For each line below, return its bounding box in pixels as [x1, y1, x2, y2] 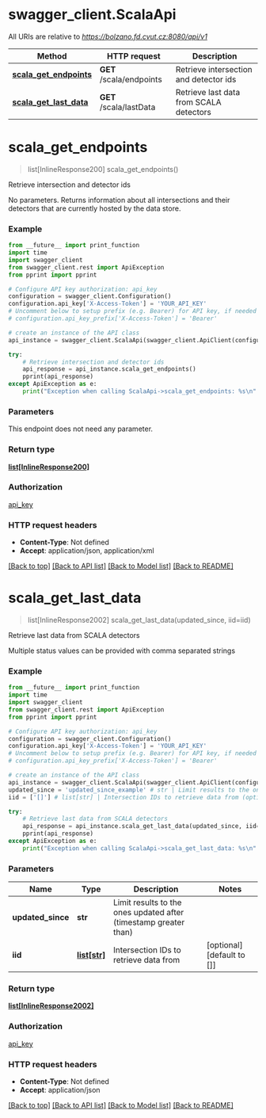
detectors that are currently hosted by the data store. [8, 204, 181, 213]
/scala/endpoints [99, 74, 162, 85]
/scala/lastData [99, 101, 156, 113]
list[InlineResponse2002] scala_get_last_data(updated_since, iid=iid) [27, 616, 251, 625]
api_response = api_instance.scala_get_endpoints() [22, 365, 196, 373]
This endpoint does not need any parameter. [8, 424, 153, 433]
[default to [206, 949, 245, 960]
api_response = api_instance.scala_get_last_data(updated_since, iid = [22, 822, 260, 830]
